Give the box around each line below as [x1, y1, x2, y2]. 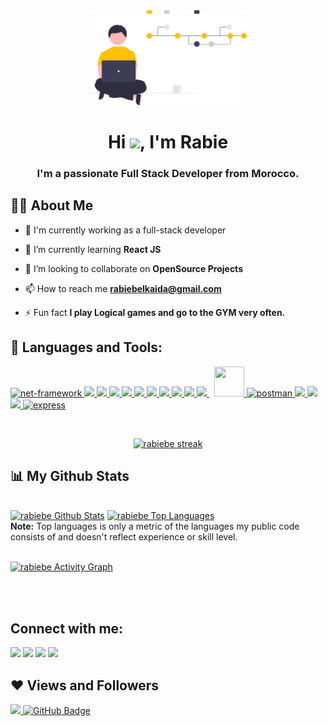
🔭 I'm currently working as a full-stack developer [24, 224, 227, 236]
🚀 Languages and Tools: [10, 339, 163, 356]
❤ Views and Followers [10, 677, 160, 694]
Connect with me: [10, 620, 124, 637]
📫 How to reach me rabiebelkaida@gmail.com [24, 282, 222, 294]
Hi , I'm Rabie [107, 131, 229, 154]
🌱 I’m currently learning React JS [24, 243, 162, 255]
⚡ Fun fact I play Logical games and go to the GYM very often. [24, 306, 286, 318]
